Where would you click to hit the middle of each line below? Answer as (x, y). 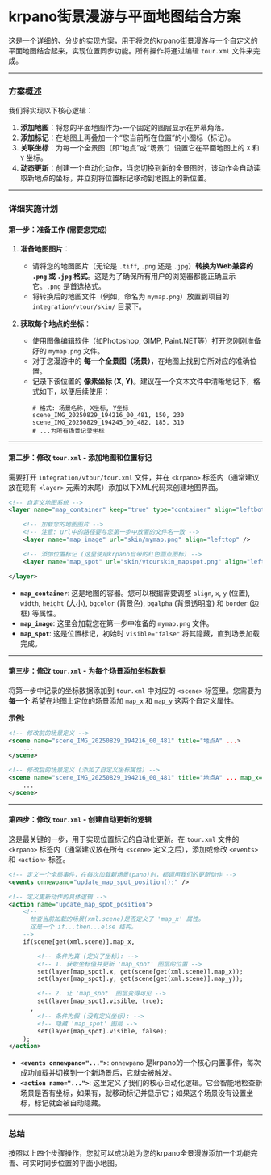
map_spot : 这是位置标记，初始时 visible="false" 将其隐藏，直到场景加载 (140, 633)
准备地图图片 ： (45, 249)
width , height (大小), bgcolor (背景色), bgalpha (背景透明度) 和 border (134, 602)
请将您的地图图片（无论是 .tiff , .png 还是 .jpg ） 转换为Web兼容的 (143, 266)
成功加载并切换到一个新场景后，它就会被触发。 (98, 1073)
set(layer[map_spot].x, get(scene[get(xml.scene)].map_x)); (140, 971)
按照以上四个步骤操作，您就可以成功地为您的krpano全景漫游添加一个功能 (130, 1152)
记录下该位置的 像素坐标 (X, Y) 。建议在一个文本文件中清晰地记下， (143, 382)
